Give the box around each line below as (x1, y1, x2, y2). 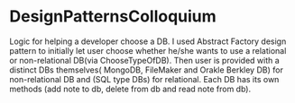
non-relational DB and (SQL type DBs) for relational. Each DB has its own (9, 73, 280, 84)
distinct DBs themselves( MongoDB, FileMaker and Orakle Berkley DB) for (9, 64, 284, 75)
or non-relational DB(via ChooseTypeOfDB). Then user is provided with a (9, 55, 280, 65)
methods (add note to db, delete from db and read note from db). (9, 83, 251, 94)
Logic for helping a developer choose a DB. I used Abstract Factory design (9, 36, 287, 47)
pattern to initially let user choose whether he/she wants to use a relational (9, 45, 287, 56)
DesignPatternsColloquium (9, 6, 217, 27)
